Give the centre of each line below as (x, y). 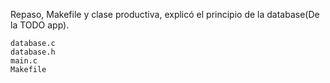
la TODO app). (40, 25)
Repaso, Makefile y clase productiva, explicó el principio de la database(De (165, 14)
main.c (24, 61)
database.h (33, 52)
